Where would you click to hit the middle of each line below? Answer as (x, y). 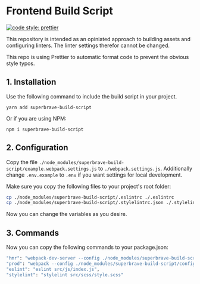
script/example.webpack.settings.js (51, 169)
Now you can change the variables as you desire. (67, 214)
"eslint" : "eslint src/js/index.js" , (53, 269)
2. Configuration (37, 148)
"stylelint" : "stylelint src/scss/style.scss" (65, 275)
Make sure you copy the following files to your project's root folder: (89, 186)
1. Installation (31, 82)
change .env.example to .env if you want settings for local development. (94, 175)
